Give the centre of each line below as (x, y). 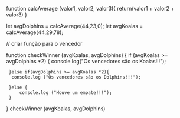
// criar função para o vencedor (44, 44)
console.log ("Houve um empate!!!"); (66, 93)
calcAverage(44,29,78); (35, 32)
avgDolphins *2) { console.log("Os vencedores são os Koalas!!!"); (86, 61)
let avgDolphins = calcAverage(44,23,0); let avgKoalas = (75, 26)
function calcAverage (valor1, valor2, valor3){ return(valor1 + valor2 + (90, 9)
